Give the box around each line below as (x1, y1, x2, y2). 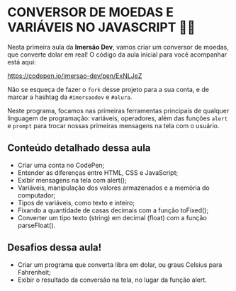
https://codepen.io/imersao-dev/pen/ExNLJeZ (7, 72, 142, 80)
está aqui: (7, 57, 37, 66)
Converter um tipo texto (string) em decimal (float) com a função (17, 213, 207, 222)
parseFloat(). (17, 221, 56, 229)
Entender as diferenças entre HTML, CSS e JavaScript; (17, 168, 179, 177)
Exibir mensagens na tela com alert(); (17, 176, 128, 184)
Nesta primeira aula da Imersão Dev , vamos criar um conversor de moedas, (7, 42, 229, 51)
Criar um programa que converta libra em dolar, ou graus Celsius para (17, 260, 223, 269)
